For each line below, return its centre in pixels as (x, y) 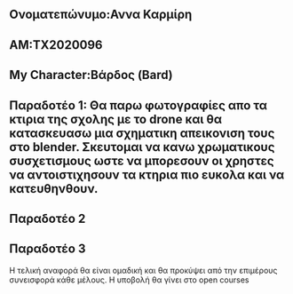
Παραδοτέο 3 (48, 249)
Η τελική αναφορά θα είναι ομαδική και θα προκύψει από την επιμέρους (143, 270)
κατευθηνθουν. (54, 189)
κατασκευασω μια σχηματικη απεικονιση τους (142, 133)
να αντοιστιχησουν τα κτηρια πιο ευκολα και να (147, 175)
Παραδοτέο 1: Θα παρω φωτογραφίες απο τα (139, 105)
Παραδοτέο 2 (48, 218)
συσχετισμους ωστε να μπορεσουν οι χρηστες (142, 160)
